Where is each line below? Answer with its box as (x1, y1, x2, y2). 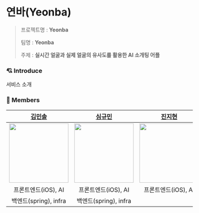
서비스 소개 (6, 81, 32, 88)
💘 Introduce (6, 66, 43, 75)
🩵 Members (6, 96, 40, 104)
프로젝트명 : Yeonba (20, 26, 69, 33)
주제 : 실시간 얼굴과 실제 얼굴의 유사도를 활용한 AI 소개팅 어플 (20, 51, 160, 58)
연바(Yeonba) (6, 5, 72, 19)
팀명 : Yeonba (20, 39, 54, 46)
